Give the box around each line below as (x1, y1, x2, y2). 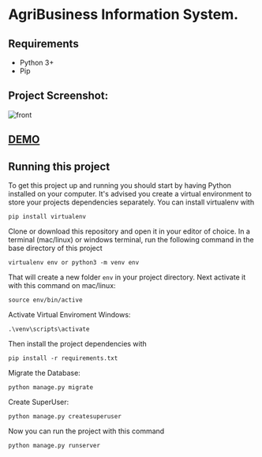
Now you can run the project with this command (8, 426, 165, 436)
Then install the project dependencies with (8, 339, 148, 349)
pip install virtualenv (8, 213, 87, 221)
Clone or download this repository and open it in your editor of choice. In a (8, 227, 251, 236)
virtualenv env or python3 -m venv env (8, 259, 140, 267)
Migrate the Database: (8, 369, 80, 378)
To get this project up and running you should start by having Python (8, 181, 231, 190)
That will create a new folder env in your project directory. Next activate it (8, 272, 246, 282)
